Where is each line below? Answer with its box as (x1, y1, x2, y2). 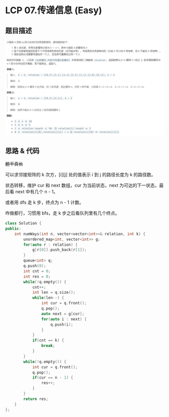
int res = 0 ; (23, 274, 51, 279)
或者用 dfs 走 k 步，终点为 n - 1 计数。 (5, 199, 84, 205)
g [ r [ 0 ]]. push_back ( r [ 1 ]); (32, 247, 87, 252)
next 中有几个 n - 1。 (15, 189, 58, 195)
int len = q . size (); (32, 290, 76, 295)
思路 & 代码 (5, 146, 40, 155)
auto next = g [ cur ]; (41, 311, 85, 316)
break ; (41, 343, 55, 348)
